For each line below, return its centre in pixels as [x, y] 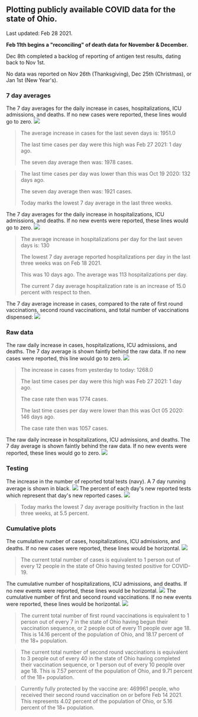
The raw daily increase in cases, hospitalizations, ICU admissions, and [92, 345]
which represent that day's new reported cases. [64, 495]
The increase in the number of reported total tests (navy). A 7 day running [96, 481]
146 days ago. [38, 417]
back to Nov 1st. [26, 62]
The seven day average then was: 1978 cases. [77, 163]
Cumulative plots [31, 528]
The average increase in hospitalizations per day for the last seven [102, 239]
